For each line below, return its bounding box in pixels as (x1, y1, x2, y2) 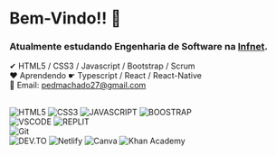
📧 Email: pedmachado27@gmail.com (9, 80, 147, 91)
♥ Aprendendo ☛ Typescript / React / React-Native (9, 70, 202, 81)
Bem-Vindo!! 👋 (9, 8, 122, 29)
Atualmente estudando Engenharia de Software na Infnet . (9, 41, 269, 53)
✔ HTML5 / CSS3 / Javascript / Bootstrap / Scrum (9, 60, 196, 71)
